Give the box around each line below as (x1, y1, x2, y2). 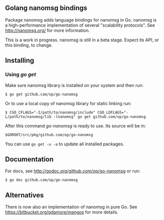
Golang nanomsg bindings (5, 4, 87, 12)
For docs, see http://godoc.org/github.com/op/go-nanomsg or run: (5, 168, 140, 174)
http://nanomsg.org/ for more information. (5, 27, 90, 33)
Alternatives (5, 191, 44, 199)
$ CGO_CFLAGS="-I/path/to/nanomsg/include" (5, 110, 96, 115)
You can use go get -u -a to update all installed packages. (5, 141, 124, 147)
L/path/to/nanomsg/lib (5, 114, 52, 119)
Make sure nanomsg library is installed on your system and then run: (5, 82, 144, 88)
